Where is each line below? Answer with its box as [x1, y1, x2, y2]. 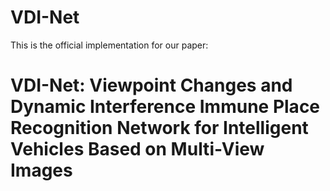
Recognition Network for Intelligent [10, 117, 309, 140]
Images [10, 159, 73, 182]
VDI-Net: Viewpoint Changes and [10, 74, 293, 97]
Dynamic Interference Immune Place [10, 96, 321, 118]
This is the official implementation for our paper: [10, 39, 209, 51]
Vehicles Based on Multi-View [10, 138, 265, 161]
